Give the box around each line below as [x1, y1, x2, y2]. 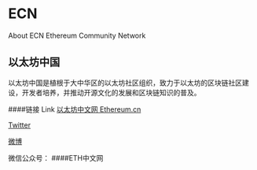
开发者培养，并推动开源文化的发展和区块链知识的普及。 [21, 87, 201, 97]
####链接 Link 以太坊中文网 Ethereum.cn [8, 104, 141, 114]
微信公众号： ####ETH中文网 [8, 153, 104, 162]
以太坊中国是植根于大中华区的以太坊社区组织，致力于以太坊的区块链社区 [8, 78, 242, 87]
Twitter [8, 120, 31, 130]
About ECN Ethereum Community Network [8, 31, 146, 40]
